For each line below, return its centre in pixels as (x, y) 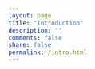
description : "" (35, 30)
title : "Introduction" (46, 23)
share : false (30, 45)
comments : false (35, 38)
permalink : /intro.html (48, 52)
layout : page (30, 15)
